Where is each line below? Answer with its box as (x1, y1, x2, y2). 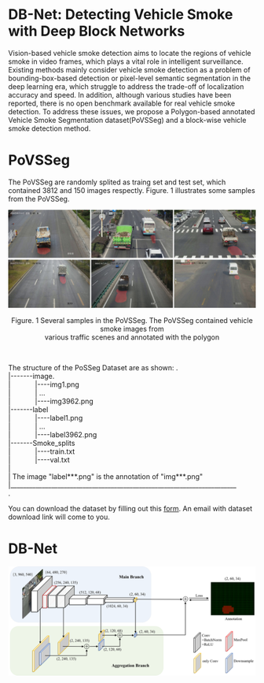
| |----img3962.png (8, 396, 94, 406)
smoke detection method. (8, 124, 91, 133)
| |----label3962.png (8, 429, 97, 439)
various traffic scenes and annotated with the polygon (44, 332, 220, 342)
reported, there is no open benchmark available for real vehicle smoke (8, 98, 236, 108)
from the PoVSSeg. (8, 194, 70, 203)
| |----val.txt (8, 455, 71, 464)
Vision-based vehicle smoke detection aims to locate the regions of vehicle (8, 48, 251, 58)
